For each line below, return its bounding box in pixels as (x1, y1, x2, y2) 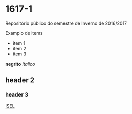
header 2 (5, 75, 35, 85)
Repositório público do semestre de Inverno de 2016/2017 (5, 20, 127, 26)
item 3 (12, 51, 27, 57)
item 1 (12, 40, 26, 46)
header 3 (5, 91, 28, 98)
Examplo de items (5, 30, 43, 36)
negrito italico (5, 61, 35, 67)
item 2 (12, 45, 27, 51)
